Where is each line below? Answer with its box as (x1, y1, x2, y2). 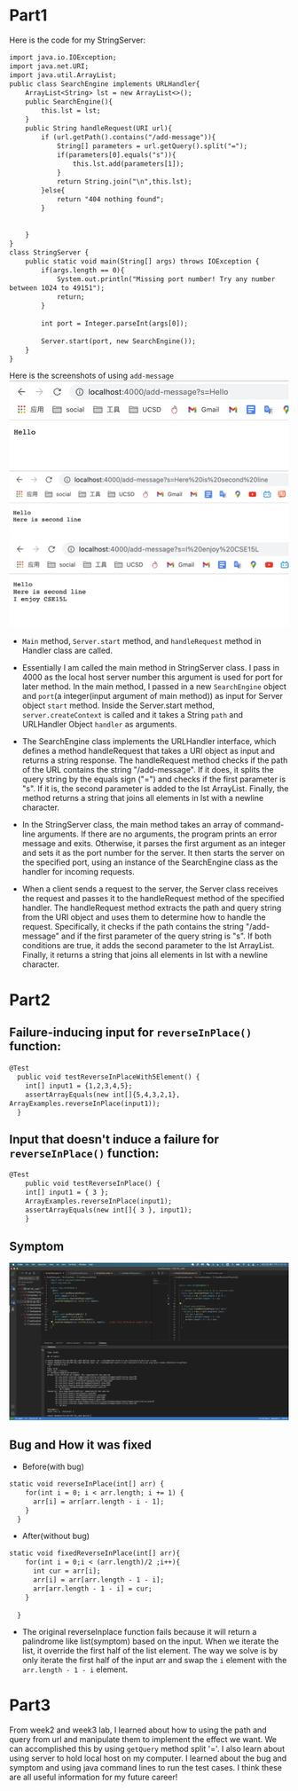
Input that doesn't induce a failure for (9, 1132, 219, 1147)
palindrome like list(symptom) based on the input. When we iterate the (21, 1636, 279, 1646)
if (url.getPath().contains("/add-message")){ (41, 132, 216, 142)
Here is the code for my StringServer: (9, 35, 146, 45)
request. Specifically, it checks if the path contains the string (21, 921, 244, 931)
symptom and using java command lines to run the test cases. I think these (9, 1762, 282, 1772)
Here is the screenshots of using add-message (9, 370, 175, 381)
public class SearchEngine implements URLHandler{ (9, 79, 200, 89)
